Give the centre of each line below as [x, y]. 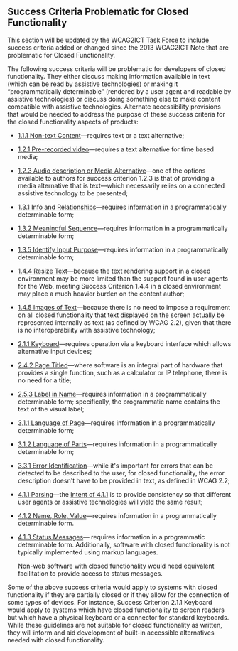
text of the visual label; [51, 409]
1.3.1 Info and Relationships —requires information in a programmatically [122, 207]
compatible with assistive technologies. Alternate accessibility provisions [114, 107]
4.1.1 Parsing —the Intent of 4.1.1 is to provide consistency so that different [124, 494]
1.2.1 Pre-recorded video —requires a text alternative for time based [116, 149]
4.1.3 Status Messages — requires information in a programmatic [111, 537]
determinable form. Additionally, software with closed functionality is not [124, 544]
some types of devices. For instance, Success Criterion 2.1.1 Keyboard [110, 602]
